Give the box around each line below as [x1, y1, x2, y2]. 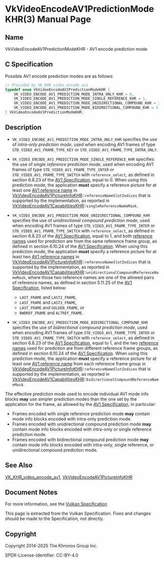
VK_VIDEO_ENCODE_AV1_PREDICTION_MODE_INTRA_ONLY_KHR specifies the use [12, 136, 158, 142]
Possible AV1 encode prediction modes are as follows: [5, 73, 114, 79]
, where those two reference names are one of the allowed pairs [25, 274, 154, 280]
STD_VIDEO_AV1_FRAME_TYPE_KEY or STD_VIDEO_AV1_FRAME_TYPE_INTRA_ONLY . [12, 146, 158, 152]
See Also [5, 461, 33, 469]
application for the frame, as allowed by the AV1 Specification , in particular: [5, 401, 156, 407]
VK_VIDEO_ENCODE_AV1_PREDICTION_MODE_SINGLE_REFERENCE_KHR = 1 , [14, 96, 147, 101]
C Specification [5, 60, 53, 69]
